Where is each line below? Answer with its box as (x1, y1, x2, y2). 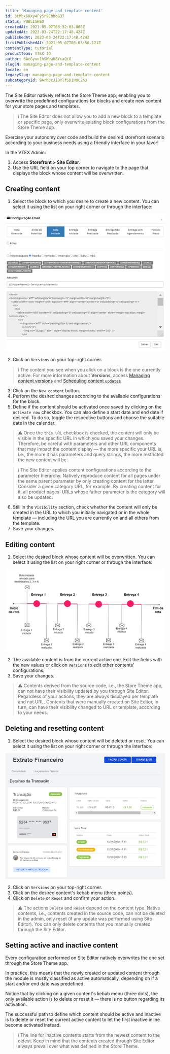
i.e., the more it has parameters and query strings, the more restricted (17, 452, 164, 458)
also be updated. (17, 494, 53, 500)
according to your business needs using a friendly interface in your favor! (5, 140, 159, 146)
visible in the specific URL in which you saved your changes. (17, 435, 145, 441)
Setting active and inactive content (5, 941, 118, 950)
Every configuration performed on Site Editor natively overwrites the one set (5, 955, 165, 961)
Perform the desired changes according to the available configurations (12, 393, 161, 399)
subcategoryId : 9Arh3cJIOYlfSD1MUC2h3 (5, 78, 87, 83)
